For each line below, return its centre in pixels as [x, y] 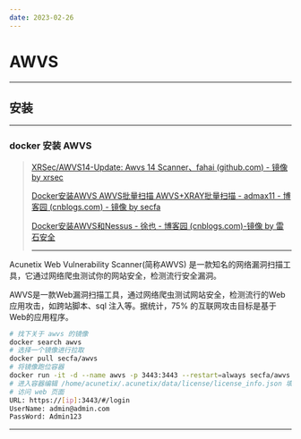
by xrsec [47, 177]
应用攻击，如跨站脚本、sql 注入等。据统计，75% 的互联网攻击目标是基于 [143, 306]
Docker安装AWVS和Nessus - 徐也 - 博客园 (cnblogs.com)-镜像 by [153, 225]
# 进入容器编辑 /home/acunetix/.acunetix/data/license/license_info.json [146, 384]
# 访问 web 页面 [37, 392]
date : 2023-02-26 [42, 17]
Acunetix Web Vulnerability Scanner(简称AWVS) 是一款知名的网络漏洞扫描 [146, 264]
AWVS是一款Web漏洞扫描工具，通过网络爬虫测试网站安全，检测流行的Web [147, 294]
